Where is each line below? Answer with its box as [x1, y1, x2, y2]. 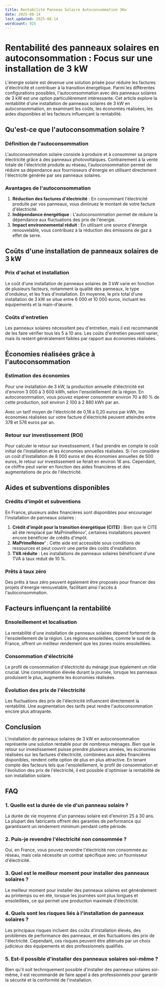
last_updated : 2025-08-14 [5, 16, 58, 21]
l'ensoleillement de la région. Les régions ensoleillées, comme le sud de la [5, 635, 156, 641]
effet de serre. [12, 232, 41, 238]
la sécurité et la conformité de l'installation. [5, 977, 93, 983]
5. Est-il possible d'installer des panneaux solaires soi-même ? [5, 955, 159, 962]
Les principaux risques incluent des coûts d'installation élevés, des [5, 927, 141, 933]
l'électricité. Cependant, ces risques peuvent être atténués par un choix [5, 938, 151, 944]
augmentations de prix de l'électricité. [5, 469, 82, 475]
